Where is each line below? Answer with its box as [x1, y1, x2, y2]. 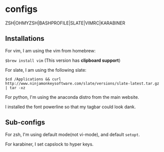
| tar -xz [5, 85, 26, 90]
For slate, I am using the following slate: [5, 67, 87, 73]
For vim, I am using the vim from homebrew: [5, 47, 96, 53]
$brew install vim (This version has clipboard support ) [5, 57, 121, 63]
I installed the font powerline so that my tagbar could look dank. [5, 104, 136, 110]
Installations [5, 34, 45, 43]
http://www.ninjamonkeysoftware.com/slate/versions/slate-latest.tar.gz [5, 81, 160, 86]
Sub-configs [5, 118, 45, 127]
